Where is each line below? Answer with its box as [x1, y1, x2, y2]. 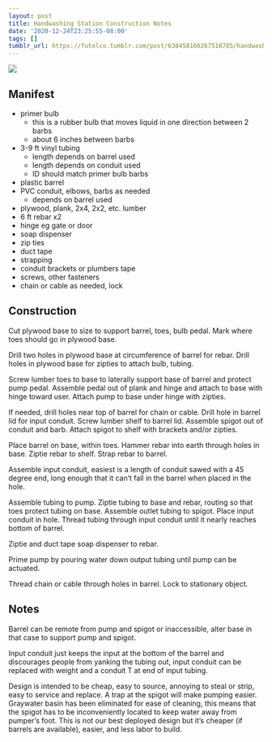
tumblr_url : [8, 42, 49, 50]
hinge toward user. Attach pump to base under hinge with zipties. [8, 391, 227, 401]
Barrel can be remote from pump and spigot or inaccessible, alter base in [8, 624, 253, 633]
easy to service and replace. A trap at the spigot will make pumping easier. [8, 689, 257, 699]
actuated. [8, 563, 40, 573]
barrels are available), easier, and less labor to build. [8, 724, 182, 734]
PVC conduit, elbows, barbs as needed [19, 185, 151, 195]
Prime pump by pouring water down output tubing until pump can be [8, 554, 237, 564]
